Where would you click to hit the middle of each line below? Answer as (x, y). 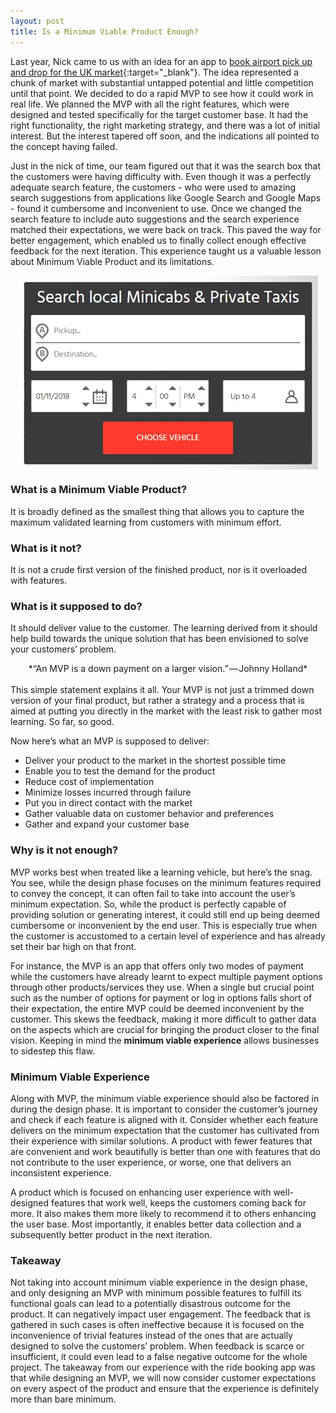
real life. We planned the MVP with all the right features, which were (150, 104)
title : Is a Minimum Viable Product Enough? (104, 31)
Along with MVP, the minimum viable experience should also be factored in (165, 1098)
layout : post (37, 21)
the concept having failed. (64, 146)
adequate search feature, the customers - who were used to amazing (153, 187)
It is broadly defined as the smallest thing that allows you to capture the (157, 511)
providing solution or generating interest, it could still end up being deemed (165, 914)
